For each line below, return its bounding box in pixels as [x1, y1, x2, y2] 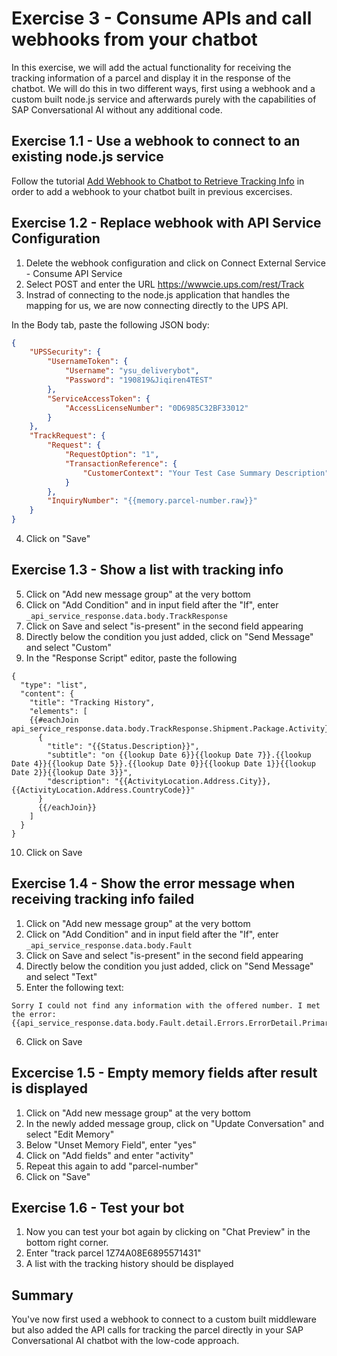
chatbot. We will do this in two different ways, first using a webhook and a [11, 82, 316, 94]
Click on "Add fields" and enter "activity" [25, 1149, 194, 1161]
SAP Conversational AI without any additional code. [11, 103, 223, 116]
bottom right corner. [25, 1237, 109, 1249]
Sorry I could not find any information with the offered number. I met [11, 1000, 321, 1011]
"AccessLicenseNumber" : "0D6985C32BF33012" [64, 403, 249, 413]
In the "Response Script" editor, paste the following [25, 652, 238, 664]
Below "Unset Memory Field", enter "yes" [25, 1138, 197, 1151]
